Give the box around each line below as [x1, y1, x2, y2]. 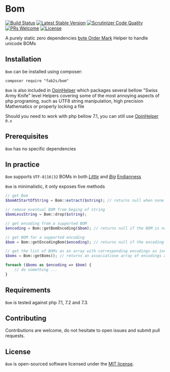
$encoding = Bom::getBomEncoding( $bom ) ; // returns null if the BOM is [5, 226, 159, 231]
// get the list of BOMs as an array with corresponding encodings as [5, 249, 157, 254]
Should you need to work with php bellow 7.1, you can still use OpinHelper [5, 113, 159, 119]
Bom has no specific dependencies [5, 145, 76, 152]
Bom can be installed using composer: [5, 68, 82, 74]
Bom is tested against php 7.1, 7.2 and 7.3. [5, 299, 89, 305]
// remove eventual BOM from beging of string [5, 207, 105, 213]
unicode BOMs [5, 40, 36, 46]
